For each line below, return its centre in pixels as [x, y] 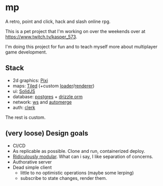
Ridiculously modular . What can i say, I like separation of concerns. [83, 156]
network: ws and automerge [42, 102]
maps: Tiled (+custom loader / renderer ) [53, 86]
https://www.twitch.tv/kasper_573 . [41, 37]
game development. [26, 52]
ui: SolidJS [24, 91]
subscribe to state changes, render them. [64, 178]
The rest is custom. [25, 117]
